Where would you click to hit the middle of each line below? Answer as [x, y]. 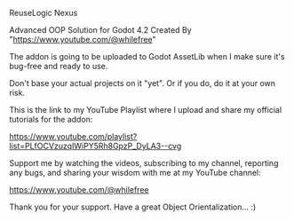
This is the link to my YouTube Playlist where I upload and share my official [146, 110]
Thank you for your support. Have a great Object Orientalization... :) [133, 207]
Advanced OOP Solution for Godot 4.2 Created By [101, 30]
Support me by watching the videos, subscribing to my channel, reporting [144, 163]
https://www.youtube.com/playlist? [73, 136]
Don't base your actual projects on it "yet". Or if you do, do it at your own [143, 83]
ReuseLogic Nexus [44, 13]
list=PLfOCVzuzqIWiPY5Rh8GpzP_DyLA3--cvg [95, 146]
